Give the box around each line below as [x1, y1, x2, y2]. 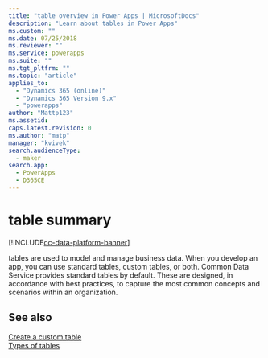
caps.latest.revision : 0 [8, 124, 92, 132]
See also [8, 311, 52, 324]
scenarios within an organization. [8, 287, 118, 297]
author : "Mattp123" [8, 109, 74, 117]
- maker [15, 154, 42, 162]
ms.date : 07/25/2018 [8, 34, 78, 43]
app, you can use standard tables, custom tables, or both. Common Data [8, 261, 249, 271]
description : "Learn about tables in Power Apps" [8, 19, 179, 27]
